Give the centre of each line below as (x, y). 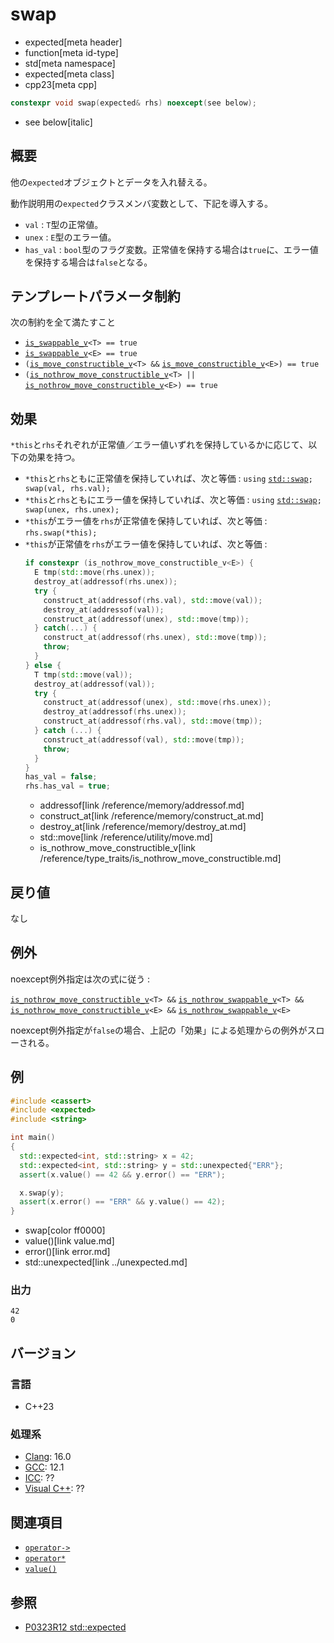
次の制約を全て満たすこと (63, 322)
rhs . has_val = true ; (67, 786)
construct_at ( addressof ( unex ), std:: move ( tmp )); (146, 619)
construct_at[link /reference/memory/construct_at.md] (152, 816)
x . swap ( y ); (42, 1193)
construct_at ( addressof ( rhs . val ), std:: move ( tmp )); (153, 721)
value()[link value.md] (69, 1241)
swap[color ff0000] (65, 1230)
